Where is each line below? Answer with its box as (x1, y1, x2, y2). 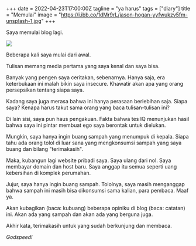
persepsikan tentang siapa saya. (6, 86, 84, 93)
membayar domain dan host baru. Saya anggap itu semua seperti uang (6, 163, 177, 170)
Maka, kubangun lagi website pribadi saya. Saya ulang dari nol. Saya (6, 157, 171, 164)
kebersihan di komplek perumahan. (6, 170, 91, 176)
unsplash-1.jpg (6, 18, 42, 24)
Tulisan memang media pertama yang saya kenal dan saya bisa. (6, 63, 160, 69)
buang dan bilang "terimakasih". (6, 146, 84, 152)
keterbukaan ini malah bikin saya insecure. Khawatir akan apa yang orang (6, 80, 184, 87)
